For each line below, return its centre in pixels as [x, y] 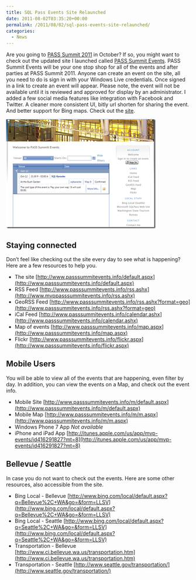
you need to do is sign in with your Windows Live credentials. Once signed [96, 80]
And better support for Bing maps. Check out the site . [71, 111]
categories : [20, 31]
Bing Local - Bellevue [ [42, 495]
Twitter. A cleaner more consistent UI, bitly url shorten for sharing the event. [97, 104]
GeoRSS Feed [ [33, 302]
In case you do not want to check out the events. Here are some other [90, 478]
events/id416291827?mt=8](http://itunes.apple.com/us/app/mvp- [93, 439]
